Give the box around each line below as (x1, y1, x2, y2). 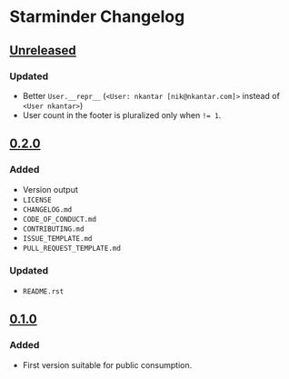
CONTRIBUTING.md (22, 224, 85, 234)
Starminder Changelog (9, 6, 185, 27)
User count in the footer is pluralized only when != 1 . (22, 109, 222, 120)
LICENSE (22, 195, 52, 204)
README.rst (22, 286, 65, 296)
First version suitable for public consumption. (22, 359, 193, 370)
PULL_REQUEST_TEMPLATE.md (22, 244, 121, 253)
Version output (22, 184, 79, 194)
